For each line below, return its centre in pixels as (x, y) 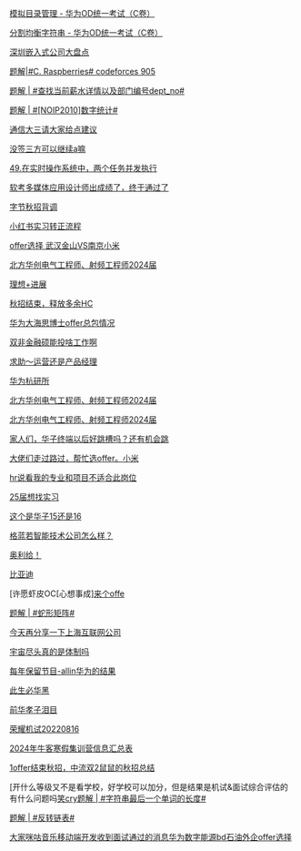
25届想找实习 (34, 497)
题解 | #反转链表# (42, 818)
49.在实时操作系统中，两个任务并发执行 (83, 168)
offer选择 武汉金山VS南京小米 (65, 245)
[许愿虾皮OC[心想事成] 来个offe (67, 593)
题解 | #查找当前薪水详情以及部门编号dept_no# (97, 91)
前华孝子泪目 (33, 709)
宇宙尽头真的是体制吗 (49, 652)
